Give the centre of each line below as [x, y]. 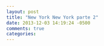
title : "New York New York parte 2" [52, 17]
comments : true [25, 28]
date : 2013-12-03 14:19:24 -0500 [48, 23]
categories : [21, 34]
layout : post [23, 12]
